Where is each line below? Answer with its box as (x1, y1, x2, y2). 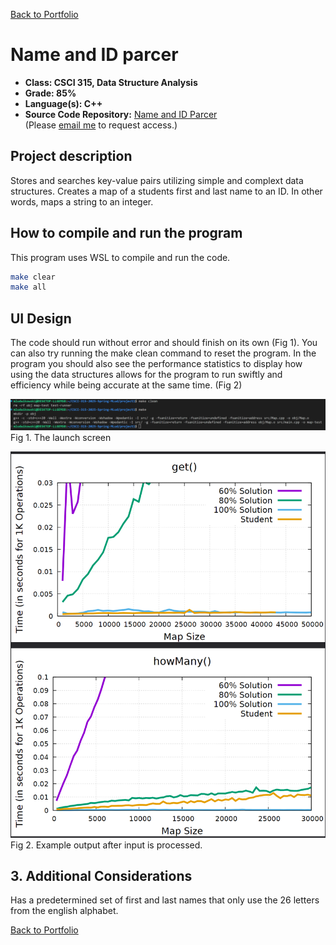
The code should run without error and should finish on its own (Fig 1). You (10, 337, 318, 349)
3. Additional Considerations (10, 868, 193, 885)
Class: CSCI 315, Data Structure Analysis (24, 76, 198, 88)
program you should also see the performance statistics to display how (10, 358, 303, 370)
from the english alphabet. (10, 905, 119, 917)
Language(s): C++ (24, 97, 103, 109)
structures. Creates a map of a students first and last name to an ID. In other (10, 185, 323, 197)
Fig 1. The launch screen (10, 432, 112, 444)
